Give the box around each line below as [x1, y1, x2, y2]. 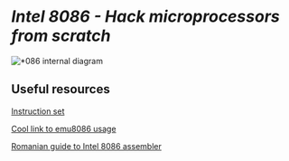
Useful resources [11, 81, 110, 97]
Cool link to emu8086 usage [11, 123, 117, 134]
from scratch [11, 25, 111, 46]
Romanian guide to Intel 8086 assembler [11, 140, 162, 151]
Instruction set [11, 106, 65, 117]
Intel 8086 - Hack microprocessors [11, 6, 280, 27]
